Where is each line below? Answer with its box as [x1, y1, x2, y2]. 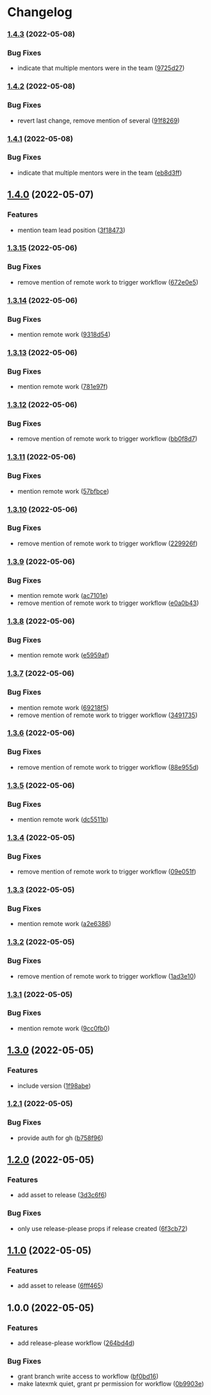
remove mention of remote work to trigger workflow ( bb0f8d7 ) [17, 435, 198, 443]
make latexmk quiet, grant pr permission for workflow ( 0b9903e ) [17, 1380, 205, 1388]
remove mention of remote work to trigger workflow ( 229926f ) [17, 539, 198, 547]
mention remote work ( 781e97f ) [17, 383, 108, 391]
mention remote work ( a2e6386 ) [17, 920, 112, 928]
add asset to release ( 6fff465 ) [17, 1281, 103, 1290]
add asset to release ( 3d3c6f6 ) [17, 1191, 107, 1199]
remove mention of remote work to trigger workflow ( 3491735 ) [17, 711, 198, 719]
